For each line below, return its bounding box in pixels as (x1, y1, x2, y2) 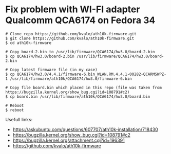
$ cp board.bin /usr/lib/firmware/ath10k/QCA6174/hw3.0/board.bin (5, 94, 150, 99)
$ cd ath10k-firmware (5, 40, 52, 46)
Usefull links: (5, 116, 33, 122)
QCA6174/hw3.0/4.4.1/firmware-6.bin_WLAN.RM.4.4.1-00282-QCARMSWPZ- (16, 72, 167, 77)
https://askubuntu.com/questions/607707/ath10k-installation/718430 (12, 126, 158, 133)
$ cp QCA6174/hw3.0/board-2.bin (5, 54, 74, 59)
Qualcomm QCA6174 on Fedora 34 (5, 14, 156, 26)
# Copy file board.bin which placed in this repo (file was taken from (5, 85, 162, 90)
